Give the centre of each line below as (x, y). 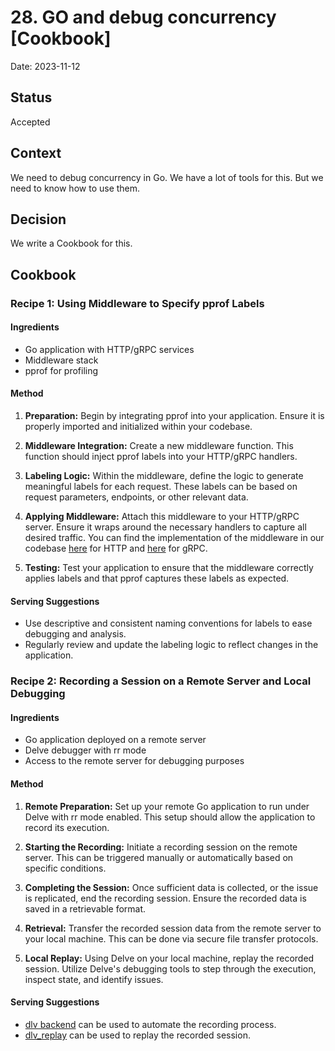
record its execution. (67, 827)
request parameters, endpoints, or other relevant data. (136, 497)
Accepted (30, 122)
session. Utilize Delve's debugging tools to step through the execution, (170, 968)
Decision (38, 219)
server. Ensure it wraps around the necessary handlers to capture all (165, 527)
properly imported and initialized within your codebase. (138, 427)
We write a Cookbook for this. (71, 243)
